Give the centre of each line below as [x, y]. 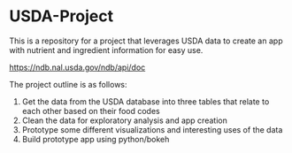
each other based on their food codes [91, 111]
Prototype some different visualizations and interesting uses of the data [152, 129]
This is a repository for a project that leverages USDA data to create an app [146, 41]
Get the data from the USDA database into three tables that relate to [146, 101]
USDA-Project [61, 16]
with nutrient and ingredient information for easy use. [106, 50]
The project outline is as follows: [68, 84]
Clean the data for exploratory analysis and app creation [124, 120]
